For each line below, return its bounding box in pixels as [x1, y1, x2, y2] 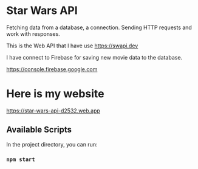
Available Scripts [6, 125, 72, 135]
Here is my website [6, 87, 104, 101]
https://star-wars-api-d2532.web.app [6, 107, 100, 114]
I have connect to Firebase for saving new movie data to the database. [6, 53, 183, 61]
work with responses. [6, 30, 61, 37]
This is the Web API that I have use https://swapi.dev [6, 42, 138, 49]
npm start [6, 156, 35, 163]
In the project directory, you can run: [6, 140, 98, 148]
